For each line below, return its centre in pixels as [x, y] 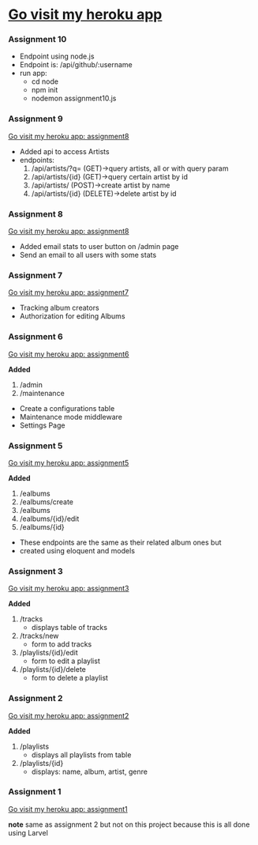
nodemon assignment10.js [74, 98]
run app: [33, 74]
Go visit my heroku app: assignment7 [69, 292]
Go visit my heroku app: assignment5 [69, 462]
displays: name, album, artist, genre [90, 771]
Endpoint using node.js [57, 56]
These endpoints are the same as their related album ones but [121, 542]
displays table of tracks [69, 628]
